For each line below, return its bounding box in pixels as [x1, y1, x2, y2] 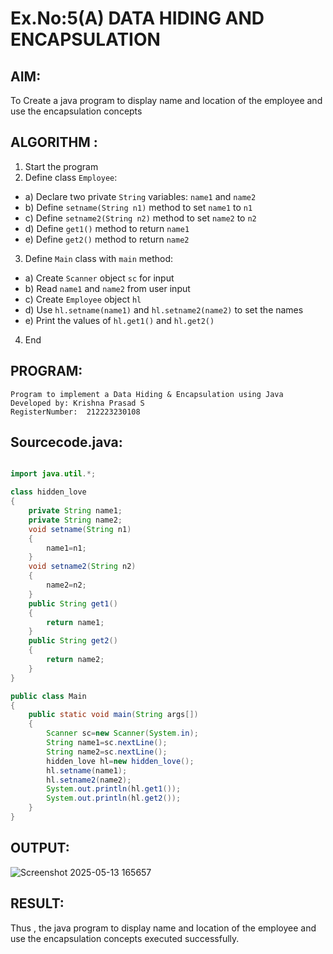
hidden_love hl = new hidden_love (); [46, 756, 195, 766]
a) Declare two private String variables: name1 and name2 [24, 190, 257, 202]
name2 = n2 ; [46, 580, 87, 591]
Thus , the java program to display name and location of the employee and [10, 922, 317, 934]
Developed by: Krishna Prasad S [10, 398, 145, 408]
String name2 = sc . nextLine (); [46, 747, 168, 757]
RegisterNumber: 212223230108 [10, 407, 141, 417]
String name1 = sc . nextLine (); [46, 738, 168, 748]
